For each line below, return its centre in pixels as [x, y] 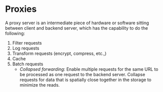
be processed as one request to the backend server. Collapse [82, 74]
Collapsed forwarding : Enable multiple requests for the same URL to [89, 69]
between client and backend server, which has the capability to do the [77, 28]
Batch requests [28, 64]
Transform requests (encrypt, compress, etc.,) [59, 53]
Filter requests [27, 43]
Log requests [26, 48]
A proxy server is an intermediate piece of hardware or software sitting [77, 23]
